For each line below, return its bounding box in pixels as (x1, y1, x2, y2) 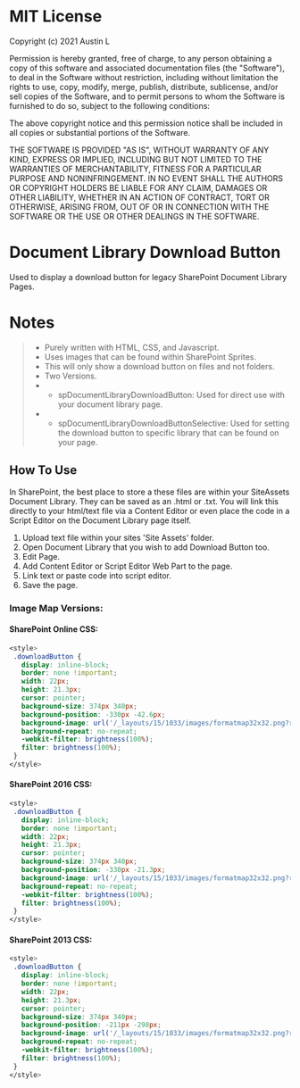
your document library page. (57, 399, 163, 410)
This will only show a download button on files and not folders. (44, 361, 275, 371)
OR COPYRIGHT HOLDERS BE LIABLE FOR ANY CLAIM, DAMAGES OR (9, 182, 268, 193)
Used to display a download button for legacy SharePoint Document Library (9, 271, 287, 282)
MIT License (9, 6, 103, 27)
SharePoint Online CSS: (9, 624, 99, 635)
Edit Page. (21, 551, 61, 561)
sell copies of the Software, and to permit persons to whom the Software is (9, 91, 286, 102)
